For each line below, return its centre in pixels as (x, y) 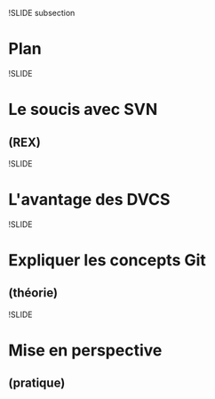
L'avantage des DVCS (89, 200)
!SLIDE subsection (42, 13)
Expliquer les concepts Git (107, 261)
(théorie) (33, 293)
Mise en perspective (85, 350)
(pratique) (37, 383)
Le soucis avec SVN (83, 110)
